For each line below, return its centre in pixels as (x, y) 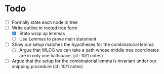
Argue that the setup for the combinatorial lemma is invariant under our (84, 61)
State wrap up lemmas (42, 34)
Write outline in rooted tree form (44, 28)
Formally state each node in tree (44, 22)
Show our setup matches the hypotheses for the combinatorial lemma (83, 44)
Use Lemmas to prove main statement (58, 39)
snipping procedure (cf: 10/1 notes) (47, 67)
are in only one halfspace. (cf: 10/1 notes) (61, 56)
